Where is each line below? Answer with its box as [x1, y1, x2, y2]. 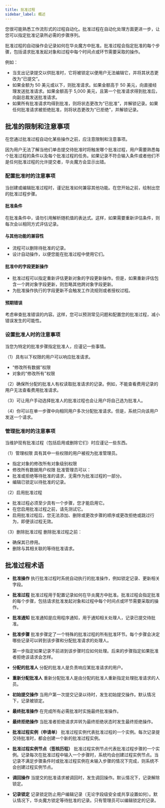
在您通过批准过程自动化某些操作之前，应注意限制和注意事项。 [5, 136, 130, 142]
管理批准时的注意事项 [5, 428, 55, 435]
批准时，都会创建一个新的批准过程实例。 [21, 735, 103, 741]
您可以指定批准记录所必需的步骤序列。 [5, 32, 82, 38]
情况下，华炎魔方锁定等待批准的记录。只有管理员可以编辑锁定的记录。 [16, 797, 159, 803]
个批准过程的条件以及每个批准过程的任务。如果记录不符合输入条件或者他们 [5, 153, 156, 159]
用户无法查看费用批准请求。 [5, 387, 61, 393]
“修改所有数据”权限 [12, 364, 51, 370]
